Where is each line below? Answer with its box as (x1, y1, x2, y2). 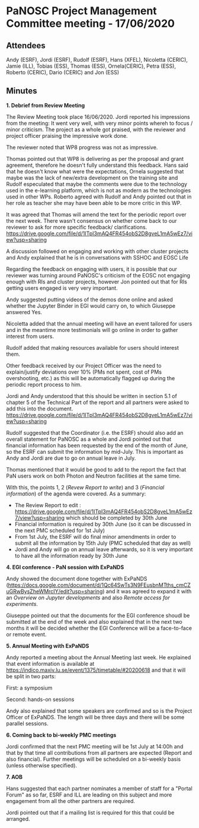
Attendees (6, 40, 46, 50)
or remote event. (6, 631, 47, 638)
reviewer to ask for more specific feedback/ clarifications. (6, 223, 147, 230)
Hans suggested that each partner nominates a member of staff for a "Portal (6, 785, 192, 792)
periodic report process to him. (6, 381, 82, 388)
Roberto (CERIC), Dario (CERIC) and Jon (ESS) (6, 69, 120, 75)
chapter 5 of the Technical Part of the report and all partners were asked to (6, 399, 190, 406)
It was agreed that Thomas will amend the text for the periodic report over (6, 211, 187, 218)
